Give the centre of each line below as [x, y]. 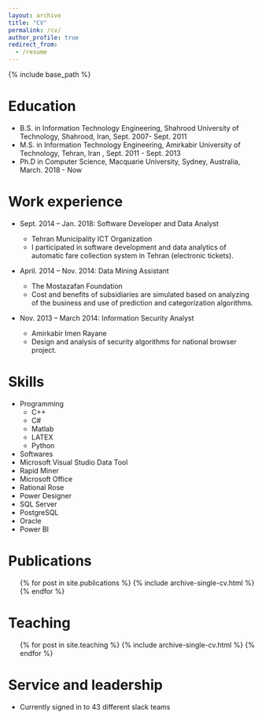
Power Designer [46, 495]
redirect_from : [33, 45]
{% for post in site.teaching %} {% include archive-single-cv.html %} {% [137, 645]
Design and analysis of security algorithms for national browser [134, 341]
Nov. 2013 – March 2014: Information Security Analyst [107, 318]
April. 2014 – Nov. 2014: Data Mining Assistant [94, 271]
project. [44, 350]
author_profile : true [44, 37]
